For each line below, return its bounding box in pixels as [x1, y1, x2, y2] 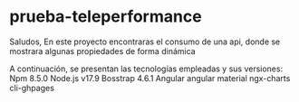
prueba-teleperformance [9, 6, 202, 27]
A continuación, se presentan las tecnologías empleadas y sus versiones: [9, 63, 284, 74]
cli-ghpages [9, 82, 54, 93]
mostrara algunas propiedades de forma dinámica [9, 45, 197, 56]
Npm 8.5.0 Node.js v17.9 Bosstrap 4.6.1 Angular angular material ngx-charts [9, 72, 291, 83]
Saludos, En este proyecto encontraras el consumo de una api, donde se [9, 36, 281, 47]
